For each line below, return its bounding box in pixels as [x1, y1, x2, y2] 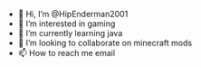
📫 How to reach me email [17, 48, 116, 58]
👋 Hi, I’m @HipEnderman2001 [17, 9, 129, 19]
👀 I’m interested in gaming [17, 18, 116, 29]
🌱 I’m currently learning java [17, 28, 123, 38]
